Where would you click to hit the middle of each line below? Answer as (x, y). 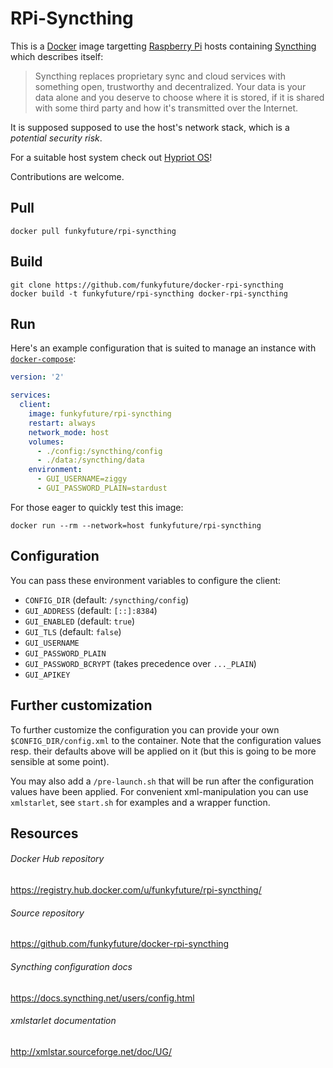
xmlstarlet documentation (63, 1021)
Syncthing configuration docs (71, 966)
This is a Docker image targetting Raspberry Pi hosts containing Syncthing (163, 46)
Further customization (81, 705)
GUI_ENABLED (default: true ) (80, 621)
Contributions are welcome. (67, 176)
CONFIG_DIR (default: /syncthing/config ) (107, 599)
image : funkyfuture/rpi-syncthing (100, 414)
